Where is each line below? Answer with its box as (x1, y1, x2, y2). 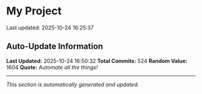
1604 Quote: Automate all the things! (6, 63, 98, 71)
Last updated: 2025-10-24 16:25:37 (6, 24, 94, 31)
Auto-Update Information (6, 41, 103, 51)
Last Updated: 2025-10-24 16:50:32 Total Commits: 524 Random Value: (6, 57, 188, 64)
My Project (6, 4, 62, 18)
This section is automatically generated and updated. (6, 81, 139, 88)
